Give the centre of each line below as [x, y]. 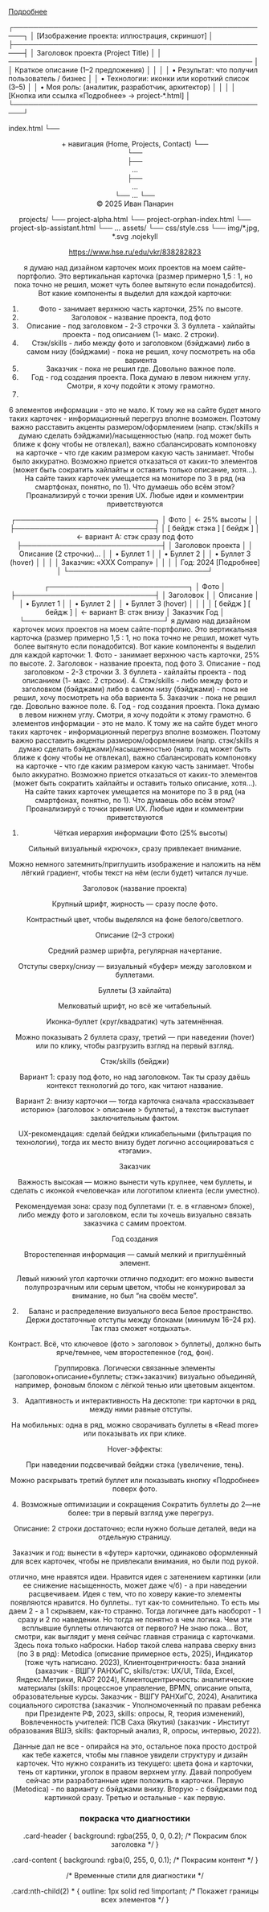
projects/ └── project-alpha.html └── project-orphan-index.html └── [135, 219]
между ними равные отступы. [141, 1409]
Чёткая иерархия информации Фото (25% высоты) [141, 833]
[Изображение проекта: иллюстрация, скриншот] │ [125, 36]
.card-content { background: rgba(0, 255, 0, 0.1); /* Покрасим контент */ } [135, 1860]
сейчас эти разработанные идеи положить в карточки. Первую [135, 1780]
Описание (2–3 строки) [135, 935]
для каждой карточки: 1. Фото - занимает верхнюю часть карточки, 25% [135, 655]
